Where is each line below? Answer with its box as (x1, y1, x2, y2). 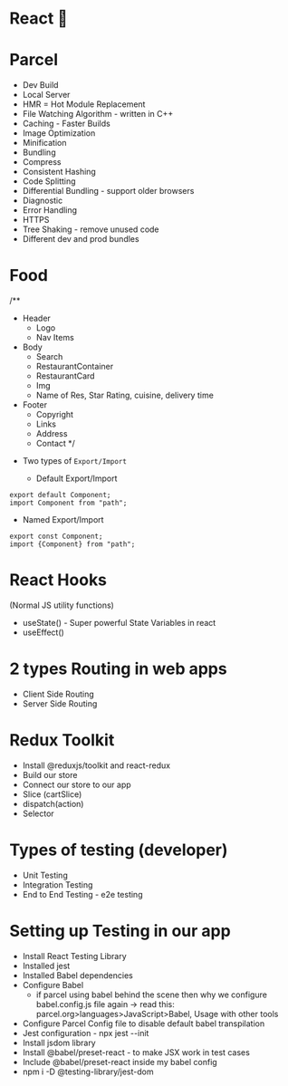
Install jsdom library (22, 1037, 97, 1048)
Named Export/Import (22, 514, 104, 525)
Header (22, 312, 52, 324)
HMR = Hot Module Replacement (22, 99, 146, 110)
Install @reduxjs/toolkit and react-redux (22, 760, 170, 771)
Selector (22, 808, 54, 819)
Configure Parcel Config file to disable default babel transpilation (22, 1018, 265, 1029)
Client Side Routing (22, 688, 95, 699)
